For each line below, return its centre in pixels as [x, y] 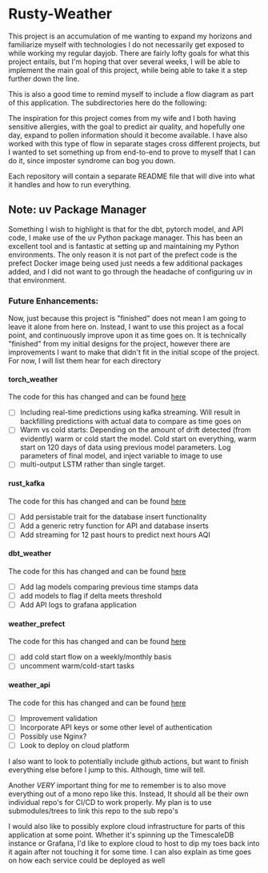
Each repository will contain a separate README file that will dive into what [132, 176]
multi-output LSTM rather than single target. [92, 464]
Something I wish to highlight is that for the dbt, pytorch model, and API [126, 229]
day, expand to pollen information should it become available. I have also [128, 135]
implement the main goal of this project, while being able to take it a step [128, 70]
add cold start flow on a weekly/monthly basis [96, 657]
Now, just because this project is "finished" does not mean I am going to [127, 318]
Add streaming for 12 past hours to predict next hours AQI [115, 535]
